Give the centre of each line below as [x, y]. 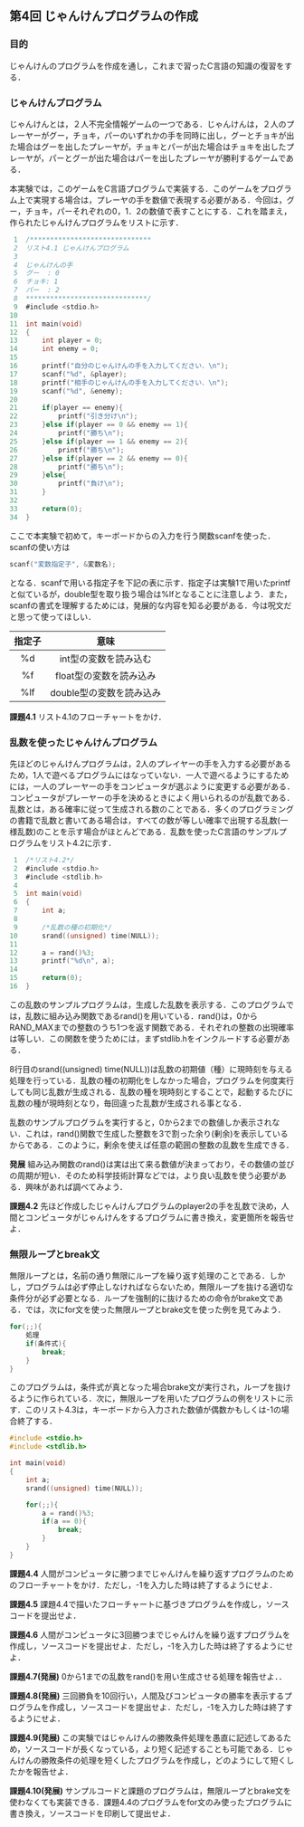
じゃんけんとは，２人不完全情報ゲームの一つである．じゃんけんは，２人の [148, 124]
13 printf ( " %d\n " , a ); [62, 961]
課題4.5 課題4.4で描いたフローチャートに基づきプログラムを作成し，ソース [149, 1603]
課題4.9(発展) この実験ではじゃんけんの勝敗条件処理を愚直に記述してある [147, 1737]
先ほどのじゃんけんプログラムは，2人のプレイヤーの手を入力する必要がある [150, 764]
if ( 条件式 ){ [46, 1343]
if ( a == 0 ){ [65, 1522]
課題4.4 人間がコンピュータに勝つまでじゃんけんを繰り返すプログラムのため [152, 1574]
